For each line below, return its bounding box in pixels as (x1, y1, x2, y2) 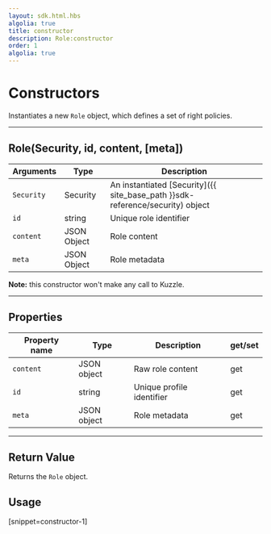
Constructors (8, 84, 100, 102)
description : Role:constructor (8, 34, 114, 43)
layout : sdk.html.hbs (8, 11, 81, 20)
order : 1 (8, 42, 38, 50)
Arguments (12, 165, 56, 177)
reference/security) (110, 199, 184, 211)
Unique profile (133, 381, 188, 392)
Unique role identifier (110, 212, 190, 223)
